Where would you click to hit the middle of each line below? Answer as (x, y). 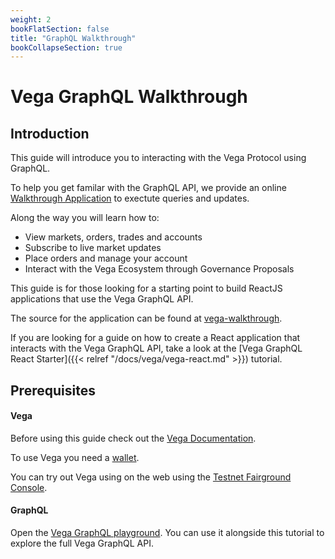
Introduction (50, 133)
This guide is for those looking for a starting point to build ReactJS (146, 288)
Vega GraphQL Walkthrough (129, 97)
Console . (29, 487)
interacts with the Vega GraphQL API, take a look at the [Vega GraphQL (156, 348)
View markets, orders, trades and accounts (113, 237)
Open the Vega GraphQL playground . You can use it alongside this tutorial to (167, 533)
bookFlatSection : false (60, 29)
